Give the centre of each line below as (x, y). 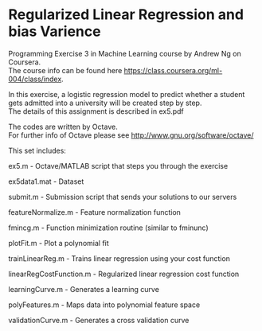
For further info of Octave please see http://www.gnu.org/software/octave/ (131, 135)
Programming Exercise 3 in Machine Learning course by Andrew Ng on (125, 53)
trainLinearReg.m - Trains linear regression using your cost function (119, 258)
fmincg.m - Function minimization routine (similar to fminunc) (108, 228)
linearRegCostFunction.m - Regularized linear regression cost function (124, 274)
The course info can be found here (65, 70)
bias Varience (55, 31)
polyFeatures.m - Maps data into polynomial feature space (104, 305)
